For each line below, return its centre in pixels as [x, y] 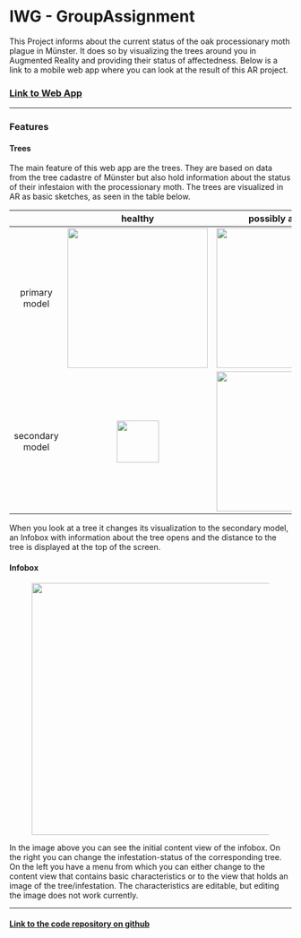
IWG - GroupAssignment [102, 17]
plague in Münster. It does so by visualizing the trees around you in [133, 50]
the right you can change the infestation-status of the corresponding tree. [146, 856]
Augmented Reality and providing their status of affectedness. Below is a [143, 60]
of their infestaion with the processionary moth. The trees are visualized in [146, 187]
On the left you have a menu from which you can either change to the [138, 866]
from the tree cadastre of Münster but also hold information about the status [150, 177]
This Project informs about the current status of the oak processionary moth [150, 41]
